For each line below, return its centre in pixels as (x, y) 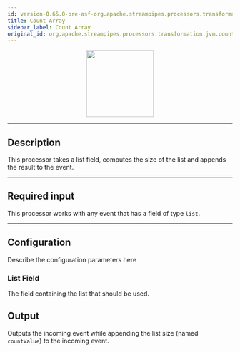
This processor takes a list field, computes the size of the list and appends (117, 160)
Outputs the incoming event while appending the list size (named (103, 333)
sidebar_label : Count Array (49, 27)
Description (34, 142)
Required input (41, 196)
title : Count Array (36, 21)
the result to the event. (41, 167)
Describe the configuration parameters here (72, 259)
